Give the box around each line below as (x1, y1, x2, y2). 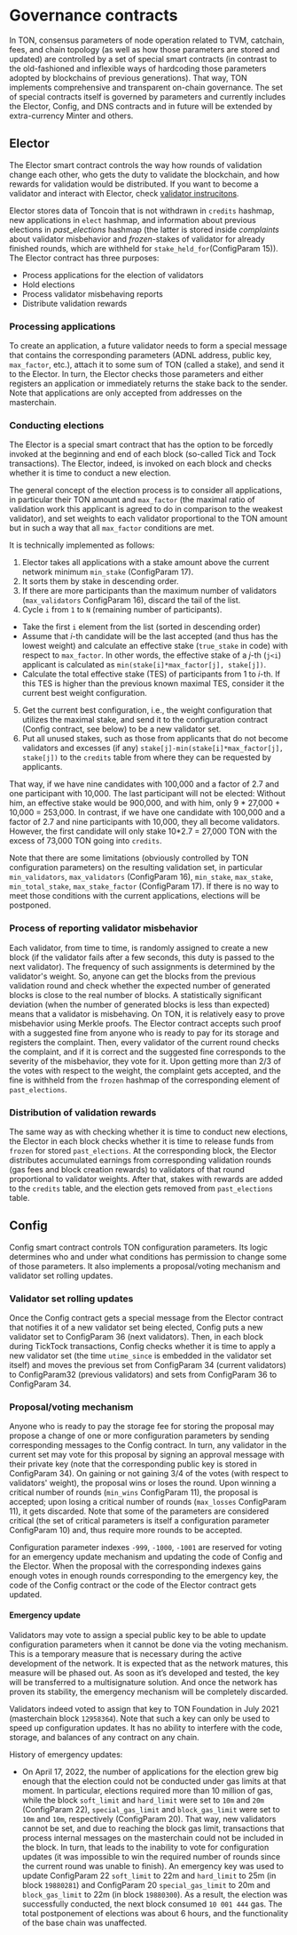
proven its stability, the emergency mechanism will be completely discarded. (9, 1686, 289, 1697)
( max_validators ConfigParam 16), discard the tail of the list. (21, 595, 241, 605)
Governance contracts (9, 5, 178, 26)
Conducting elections (9, 419, 105, 431)
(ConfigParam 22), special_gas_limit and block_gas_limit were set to (21, 1803, 281, 1814)
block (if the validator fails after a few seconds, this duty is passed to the (9, 952, 275, 963)
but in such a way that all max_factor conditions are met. (9, 523, 215, 533)
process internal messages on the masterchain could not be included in (21, 1832, 284, 1843)
